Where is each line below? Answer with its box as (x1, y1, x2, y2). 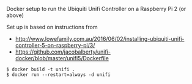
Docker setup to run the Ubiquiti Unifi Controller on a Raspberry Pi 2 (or (6, 5, 186, 12)
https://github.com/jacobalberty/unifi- (15, 48, 111, 55)
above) (6, 12, 24, 19)
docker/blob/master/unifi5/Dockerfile (15, 55, 109, 61)
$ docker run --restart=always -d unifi (6, 72, 111, 78)
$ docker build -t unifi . (6, 66, 75, 72)
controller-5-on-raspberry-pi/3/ (15, 42, 95, 49)
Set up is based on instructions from (6, 24, 98, 30)
